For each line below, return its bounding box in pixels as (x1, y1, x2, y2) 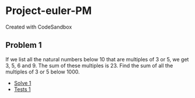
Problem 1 (5, 40, 42, 50)
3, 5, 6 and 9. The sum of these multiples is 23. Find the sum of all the (5, 62, 173, 69)
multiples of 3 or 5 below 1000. (5, 68, 80, 75)
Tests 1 (13, 86, 31, 93)
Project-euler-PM (5, 4, 92, 17)
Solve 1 (13, 79, 32, 86)
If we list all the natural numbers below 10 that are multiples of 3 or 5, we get (5, 55, 189, 62)
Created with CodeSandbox (5, 23, 72, 30)
